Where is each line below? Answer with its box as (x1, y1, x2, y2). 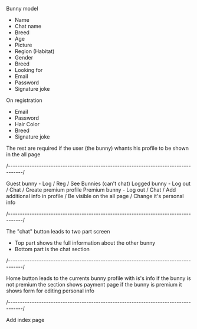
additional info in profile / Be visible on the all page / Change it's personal (6, 193, 184, 199)
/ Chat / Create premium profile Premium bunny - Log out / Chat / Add (6, 186, 176, 193)
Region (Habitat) (14, 48, 55, 55)
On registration (6, 97, 42, 104)
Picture (14, 41, 32, 48)
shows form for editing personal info (6, 287, 94, 294)
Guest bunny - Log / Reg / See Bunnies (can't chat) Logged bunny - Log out (6, 180, 191, 187)
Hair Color (14, 121, 40, 127)
